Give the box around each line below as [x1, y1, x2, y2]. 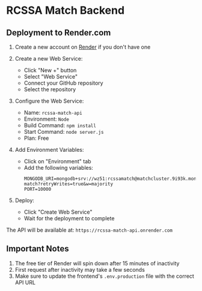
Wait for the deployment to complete [23, 215, 115, 222]
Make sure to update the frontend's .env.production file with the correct [14, 272, 194, 280]
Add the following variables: [23, 164, 93, 171]
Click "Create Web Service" [23, 208, 93, 215]
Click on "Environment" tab [23, 158, 91, 165]
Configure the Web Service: [14, 97, 84, 104]
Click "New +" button [23, 67, 77, 74]
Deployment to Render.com [6, 28, 111, 38]
